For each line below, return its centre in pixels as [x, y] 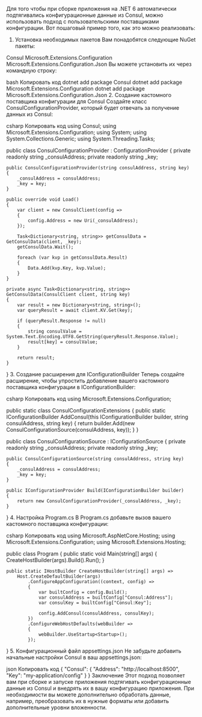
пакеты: [25, 46]
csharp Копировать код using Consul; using [61, 126]
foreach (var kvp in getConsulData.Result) [72, 257]
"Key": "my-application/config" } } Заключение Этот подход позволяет [96, 675]
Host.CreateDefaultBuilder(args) [59, 576]
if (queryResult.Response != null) [62, 321]
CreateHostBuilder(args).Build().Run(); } [56, 560]
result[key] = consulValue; [63, 342]
